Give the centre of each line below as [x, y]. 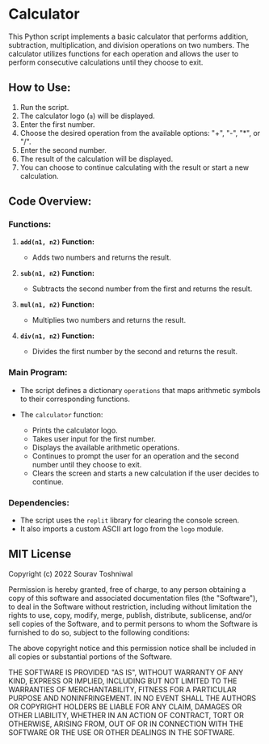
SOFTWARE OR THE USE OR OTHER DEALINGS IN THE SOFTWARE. [122, 732]
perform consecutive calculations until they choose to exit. [106, 62]
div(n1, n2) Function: [57, 336]
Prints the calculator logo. [75, 430]
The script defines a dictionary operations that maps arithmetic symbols [140, 390]
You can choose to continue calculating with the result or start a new [134, 167]
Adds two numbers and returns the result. [102, 258]
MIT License [40, 554]
